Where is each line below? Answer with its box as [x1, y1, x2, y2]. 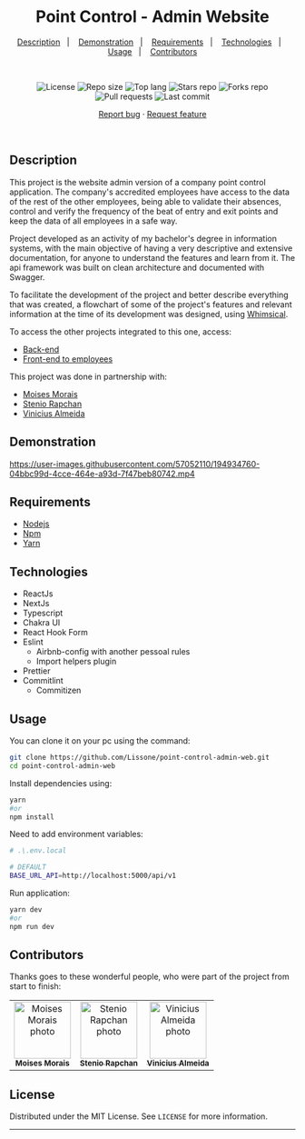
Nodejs [22, 518, 50, 529]
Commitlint [22, 675, 64, 686]
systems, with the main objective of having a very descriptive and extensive [9, 243, 293, 254]
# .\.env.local [9, 846, 67, 855]
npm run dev [9, 922, 54, 931]
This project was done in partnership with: [9, 371, 168, 382]
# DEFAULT [9, 863, 47, 872]
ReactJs [22, 588, 54, 599]
